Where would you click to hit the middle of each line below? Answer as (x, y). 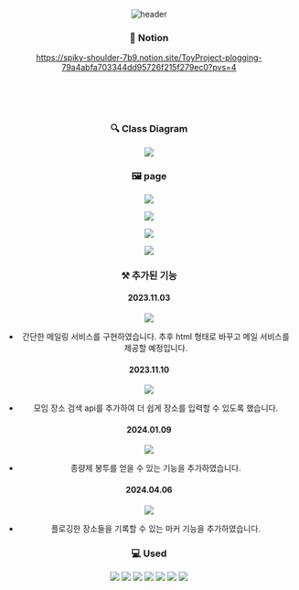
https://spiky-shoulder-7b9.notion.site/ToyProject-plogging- (149, 58)
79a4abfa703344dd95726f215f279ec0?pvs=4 (149, 68)
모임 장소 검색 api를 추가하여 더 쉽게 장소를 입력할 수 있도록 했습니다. (156, 408)
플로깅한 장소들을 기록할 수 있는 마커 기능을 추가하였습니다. (156, 528)
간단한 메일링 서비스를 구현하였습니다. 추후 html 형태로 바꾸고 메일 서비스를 (156, 337)
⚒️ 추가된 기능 (149, 275)
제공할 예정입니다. (156, 349)
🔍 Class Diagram (149, 129)
